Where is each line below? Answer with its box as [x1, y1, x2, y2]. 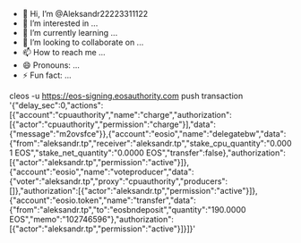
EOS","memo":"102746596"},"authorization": [9, 214, 175, 224]
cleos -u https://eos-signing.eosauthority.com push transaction [9, 90, 244, 101]
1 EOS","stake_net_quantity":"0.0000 [9, 147, 145, 158]
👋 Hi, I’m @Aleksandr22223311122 [21, 9, 149, 19]
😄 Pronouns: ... [21, 60, 81, 71]
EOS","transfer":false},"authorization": [146, 147, 287, 158]
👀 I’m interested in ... [21, 18, 99, 29]
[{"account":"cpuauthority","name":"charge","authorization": [9, 110, 233, 120]
